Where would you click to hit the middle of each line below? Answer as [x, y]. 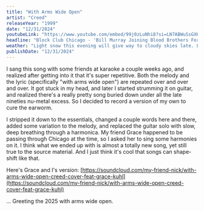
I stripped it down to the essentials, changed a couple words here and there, [102, 119]
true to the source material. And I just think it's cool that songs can [89, 151]
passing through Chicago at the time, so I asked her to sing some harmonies [102, 139]
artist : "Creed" [27, 18]
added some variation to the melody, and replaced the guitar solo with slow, [101, 126]
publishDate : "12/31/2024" [40, 52]
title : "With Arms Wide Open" [45, 12]
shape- [182, 151]
